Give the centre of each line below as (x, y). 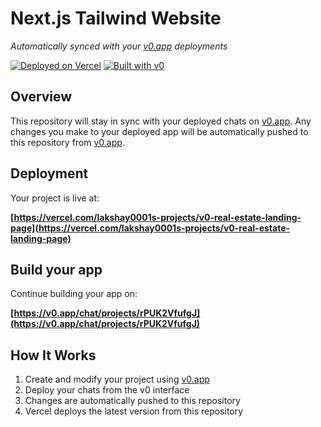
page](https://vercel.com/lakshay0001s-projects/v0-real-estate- (150, 228)
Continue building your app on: (74, 294)
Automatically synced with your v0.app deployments (119, 46)
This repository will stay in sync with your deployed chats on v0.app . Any (161, 121)
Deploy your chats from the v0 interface (107, 390)
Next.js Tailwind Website (116, 18)
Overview (41, 97)
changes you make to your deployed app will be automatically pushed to (159, 131)
